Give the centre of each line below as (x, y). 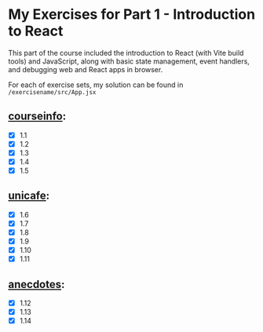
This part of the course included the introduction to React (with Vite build (126, 53)
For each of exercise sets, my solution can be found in (96, 85)
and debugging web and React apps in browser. (86, 69)
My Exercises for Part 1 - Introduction (132, 15)
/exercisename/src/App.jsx (52, 92)
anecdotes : (37, 284)
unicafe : (29, 196)
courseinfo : (37, 117)
